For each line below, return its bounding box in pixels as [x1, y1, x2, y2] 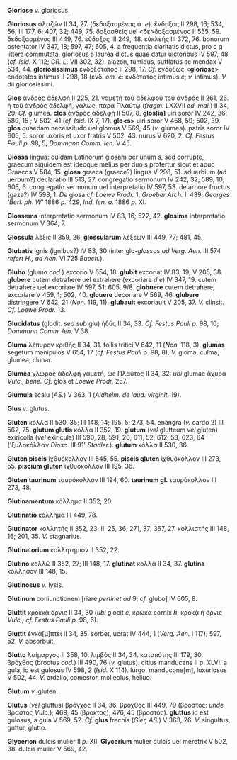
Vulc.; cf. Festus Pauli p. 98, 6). [7, 616, 99, 624]
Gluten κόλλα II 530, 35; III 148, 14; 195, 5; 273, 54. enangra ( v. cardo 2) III [7, 418, 224, 426]
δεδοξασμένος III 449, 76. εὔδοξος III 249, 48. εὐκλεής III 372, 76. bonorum [7, 35, 229, 43]
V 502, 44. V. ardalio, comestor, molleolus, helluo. [7, 674, 152, 681]
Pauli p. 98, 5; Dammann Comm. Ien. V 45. [7, 139, 132, 147]
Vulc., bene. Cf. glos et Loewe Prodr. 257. [7, 377, 128, 385]
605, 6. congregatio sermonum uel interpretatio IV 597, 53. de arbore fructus [7, 183, 231, 191]
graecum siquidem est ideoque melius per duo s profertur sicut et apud [7, 160, 216, 169]
